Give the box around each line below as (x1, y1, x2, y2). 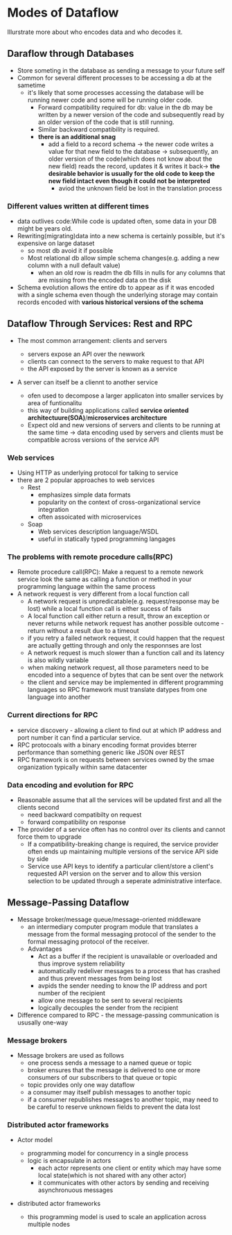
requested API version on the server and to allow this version (27, 869, 202, 878)
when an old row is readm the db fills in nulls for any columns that (37, 269, 226, 277)
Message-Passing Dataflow (7, 897, 130, 909)
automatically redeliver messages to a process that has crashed (37, 966, 220, 975)
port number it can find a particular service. (17, 733, 142, 742)
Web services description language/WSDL (37, 528, 159, 536)
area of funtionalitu (27, 398, 82, 407)
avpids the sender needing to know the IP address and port (37, 981, 208, 990)
